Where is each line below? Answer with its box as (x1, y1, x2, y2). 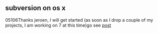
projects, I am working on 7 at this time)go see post (5, 22, 111, 28)
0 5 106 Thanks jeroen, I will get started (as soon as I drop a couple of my (5, 17, 153, 23)
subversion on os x (5, 4, 66, 12)
